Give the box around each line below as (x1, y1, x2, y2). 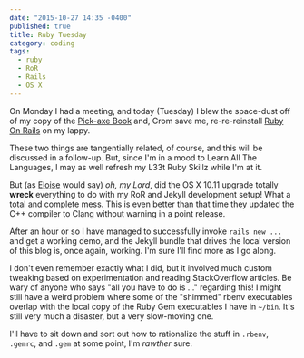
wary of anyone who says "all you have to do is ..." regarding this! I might (9, 282, 282, 293)
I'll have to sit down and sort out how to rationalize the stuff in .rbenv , (9, 328, 270, 339)
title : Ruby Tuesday (9, 30, 88, 39)
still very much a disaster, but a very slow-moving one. (9, 310, 214, 322)
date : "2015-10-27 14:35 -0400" (9, 13, 132, 23)
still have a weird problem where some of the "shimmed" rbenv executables (9, 291, 293, 302)
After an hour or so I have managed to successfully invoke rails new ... (9, 226, 283, 237)
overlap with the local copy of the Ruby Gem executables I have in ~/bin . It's (9, 301, 295, 312)
